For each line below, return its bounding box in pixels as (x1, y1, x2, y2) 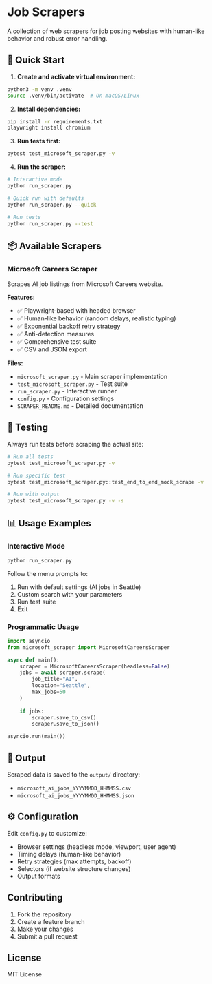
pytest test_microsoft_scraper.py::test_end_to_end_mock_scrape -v (7, 478, 204, 486)
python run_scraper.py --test (7, 220, 94, 227)
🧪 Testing (7, 422, 49, 433)
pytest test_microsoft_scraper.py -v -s (7, 498, 125, 504)
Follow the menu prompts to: (7, 569, 88, 577)
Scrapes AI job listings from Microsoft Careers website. (7, 280, 163, 288)
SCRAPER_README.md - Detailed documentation (16, 402, 144, 410)
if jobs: (19, 708, 45, 715)
